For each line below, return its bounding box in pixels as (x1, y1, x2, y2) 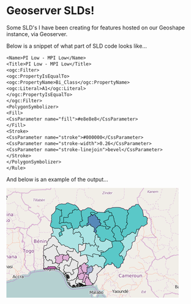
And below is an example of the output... (6, 176, 108, 183)
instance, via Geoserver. (6, 30, 68, 37)
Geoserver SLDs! (6, 4, 95, 18)
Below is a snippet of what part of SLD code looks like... (6, 42, 147, 50)
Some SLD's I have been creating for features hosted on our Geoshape (6, 24, 185, 31)
